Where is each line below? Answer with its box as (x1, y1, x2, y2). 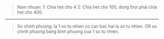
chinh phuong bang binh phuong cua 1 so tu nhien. (17, 29, 120, 34)
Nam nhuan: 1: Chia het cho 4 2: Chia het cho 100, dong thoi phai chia (17, 4, 157, 10)
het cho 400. (17, 9, 43, 15)
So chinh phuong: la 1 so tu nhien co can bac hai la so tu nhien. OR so (17, 23, 157, 29)
